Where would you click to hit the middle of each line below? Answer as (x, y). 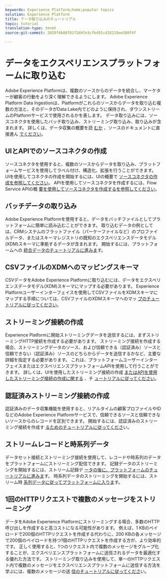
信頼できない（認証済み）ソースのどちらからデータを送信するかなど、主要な (83, 354)
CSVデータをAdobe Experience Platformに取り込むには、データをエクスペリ (83, 280)
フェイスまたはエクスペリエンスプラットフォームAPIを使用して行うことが (80, 366)
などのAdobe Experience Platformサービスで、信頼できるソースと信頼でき (81, 415)
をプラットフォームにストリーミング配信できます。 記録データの (71, 463)
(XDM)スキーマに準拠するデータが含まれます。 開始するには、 (69, 244)
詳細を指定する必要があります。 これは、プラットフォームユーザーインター (81, 360)
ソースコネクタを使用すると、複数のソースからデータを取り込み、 (72, 164)
